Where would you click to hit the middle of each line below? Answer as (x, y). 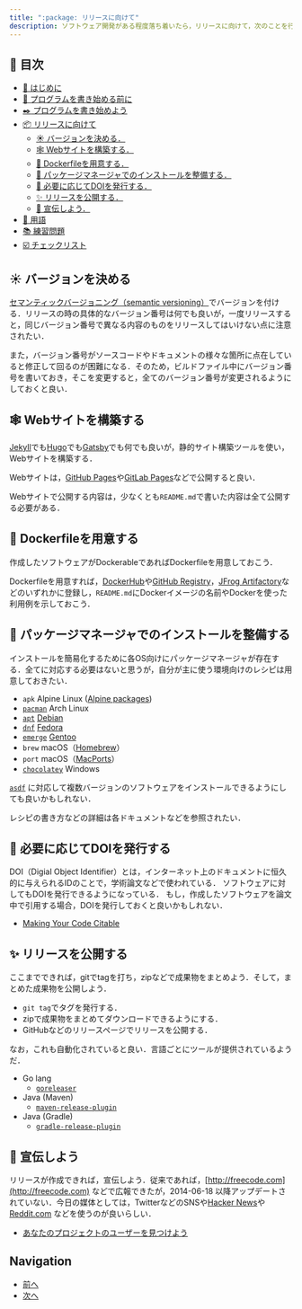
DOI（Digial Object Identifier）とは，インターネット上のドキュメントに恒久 (148, 871)
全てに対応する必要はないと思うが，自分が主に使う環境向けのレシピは (155, 669)
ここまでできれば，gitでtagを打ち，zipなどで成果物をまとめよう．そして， (147, 977)
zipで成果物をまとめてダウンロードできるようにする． (122, 1019)
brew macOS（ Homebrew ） (73, 747)
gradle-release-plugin (78, 1127)
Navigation (40, 1262)
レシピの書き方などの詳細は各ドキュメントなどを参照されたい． (127, 818)
